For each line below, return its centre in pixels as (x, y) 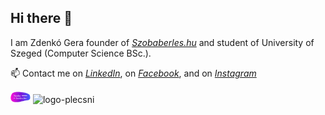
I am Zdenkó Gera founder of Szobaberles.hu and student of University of (162, 42)
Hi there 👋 (41, 18)
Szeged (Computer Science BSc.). (81, 53)
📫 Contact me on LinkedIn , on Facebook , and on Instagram (133, 73)
